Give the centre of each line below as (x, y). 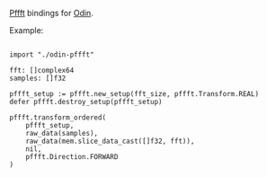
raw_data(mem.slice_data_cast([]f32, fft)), (110, 141)
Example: (27, 30)
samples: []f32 (38, 78)
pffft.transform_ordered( (58, 118)
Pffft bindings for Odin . (52, 13)
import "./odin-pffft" (52, 55)
